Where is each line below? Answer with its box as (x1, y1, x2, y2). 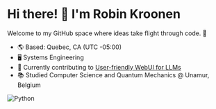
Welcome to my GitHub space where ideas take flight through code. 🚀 (7, 29, 207, 37)
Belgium (17, 81, 42, 89)
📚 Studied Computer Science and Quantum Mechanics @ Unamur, (17, 70, 210, 79)
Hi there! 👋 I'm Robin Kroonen (7, 6, 181, 22)
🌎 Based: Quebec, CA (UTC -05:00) (17, 43, 122, 51)
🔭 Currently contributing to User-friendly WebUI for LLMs (17, 63, 182, 71)
